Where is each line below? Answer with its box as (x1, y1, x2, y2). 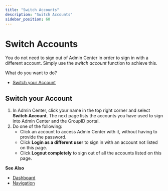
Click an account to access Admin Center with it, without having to (20, 129, 157, 135)
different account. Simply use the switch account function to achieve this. (5, 60, 157, 66)
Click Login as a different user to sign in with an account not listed (20, 139, 158, 145)
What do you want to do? (5, 70, 57, 76)
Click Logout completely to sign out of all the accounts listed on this (20, 150, 162, 156)
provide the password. (20, 134, 67, 140)
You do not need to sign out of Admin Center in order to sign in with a (5, 55, 149, 61)
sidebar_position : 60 (5, 17, 51, 22)
